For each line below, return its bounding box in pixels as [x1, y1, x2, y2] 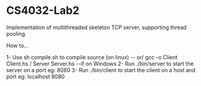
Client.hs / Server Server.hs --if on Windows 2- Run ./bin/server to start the [6, 60, 194, 67]
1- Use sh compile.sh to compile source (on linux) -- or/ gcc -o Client [6, 53, 178, 61]
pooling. [6, 30, 27, 37]
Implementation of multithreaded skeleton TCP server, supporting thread [6, 24, 187, 31]
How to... [6, 42, 29, 49]
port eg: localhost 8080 [6, 73, 65, 80]
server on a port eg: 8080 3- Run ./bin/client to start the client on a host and [6, 66, 196, 73]
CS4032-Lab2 [6, 4, 80, 18]
